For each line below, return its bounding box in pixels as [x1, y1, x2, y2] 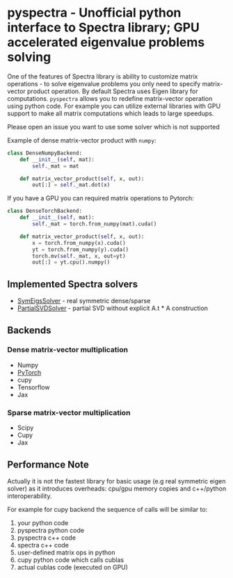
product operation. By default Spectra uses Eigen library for [26, 87, 198, 95]
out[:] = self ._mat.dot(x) [32, 182, 111, 188]
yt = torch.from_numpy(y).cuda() [32, 246, 129, 253]
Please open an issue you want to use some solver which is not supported [7, 122, 220, 131]
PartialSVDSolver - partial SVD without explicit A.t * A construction [17, 304, 209, 312]
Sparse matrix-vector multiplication [7, 408, 131, 417]
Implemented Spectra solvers [7, 278, 138, 290]
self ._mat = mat [32, 162, 79, 170]
